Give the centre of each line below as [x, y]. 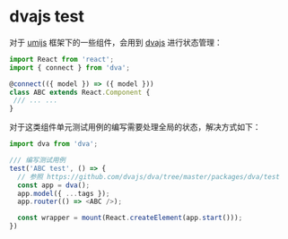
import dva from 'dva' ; [54, 144]
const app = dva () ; [54, 185]
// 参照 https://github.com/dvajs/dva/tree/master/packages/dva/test [148, 176]
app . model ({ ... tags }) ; [64, 193]
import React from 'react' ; [62, 59]
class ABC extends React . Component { [80, 92]
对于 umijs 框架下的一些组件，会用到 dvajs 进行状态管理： [116, 42]
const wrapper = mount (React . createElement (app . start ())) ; [130, 218]
